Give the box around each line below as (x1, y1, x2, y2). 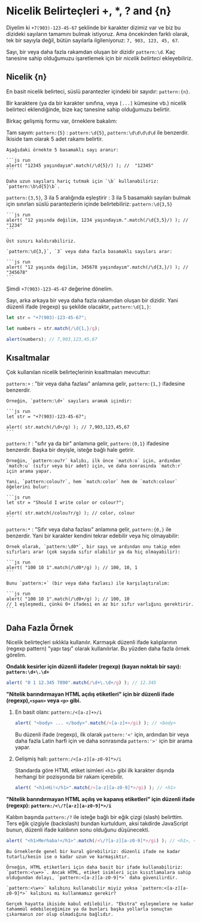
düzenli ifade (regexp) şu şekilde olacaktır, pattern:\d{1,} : (6, 303, 151, 310)
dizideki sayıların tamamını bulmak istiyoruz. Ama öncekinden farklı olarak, (6, 30, 190, 37)
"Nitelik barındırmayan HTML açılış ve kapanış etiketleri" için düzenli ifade (6, 795, 196, 802)
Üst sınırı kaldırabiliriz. (6, 238, 77, 244)
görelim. (6, 652, 27, 658)
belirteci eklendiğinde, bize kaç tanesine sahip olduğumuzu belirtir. (6, 106, 171, 113)
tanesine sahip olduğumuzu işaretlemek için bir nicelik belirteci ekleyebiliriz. (6, 54, 193, 62)
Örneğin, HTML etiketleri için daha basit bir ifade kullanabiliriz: (6, 864, 184, 870)
